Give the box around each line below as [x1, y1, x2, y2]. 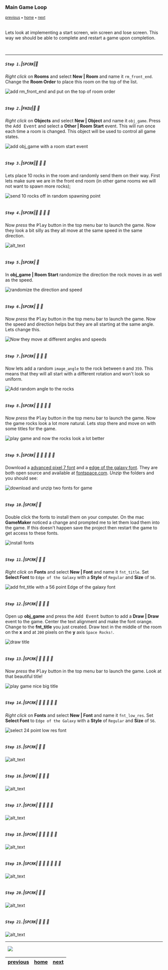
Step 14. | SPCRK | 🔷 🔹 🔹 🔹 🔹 [5, 700, 57, 706]
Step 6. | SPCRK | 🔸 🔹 [5, 303, 43, 309]
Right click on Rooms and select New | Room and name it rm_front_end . [5, 73, 153, 80]
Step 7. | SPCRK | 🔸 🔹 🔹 [5, 353, 47, 359]
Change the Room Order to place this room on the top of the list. [5, 79, 138, 85]
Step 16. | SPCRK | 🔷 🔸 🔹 [5, 773, 50, 779]
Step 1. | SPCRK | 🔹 [5, 61, 38, 67]
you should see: [5, 475, 38, 481]
